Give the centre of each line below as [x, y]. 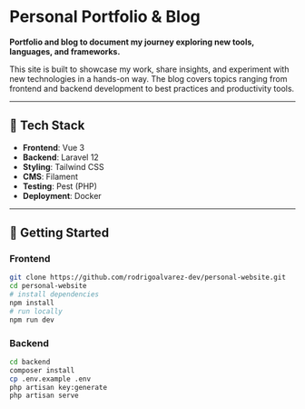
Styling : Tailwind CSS [63, 166]
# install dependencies [54, 294]
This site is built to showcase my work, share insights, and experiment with [149, 69]
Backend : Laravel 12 [61, 157]
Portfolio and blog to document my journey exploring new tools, [132, 42]
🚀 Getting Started [59, 233]
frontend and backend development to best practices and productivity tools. [152, 88]
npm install [32, 303]
